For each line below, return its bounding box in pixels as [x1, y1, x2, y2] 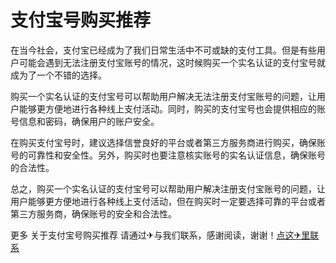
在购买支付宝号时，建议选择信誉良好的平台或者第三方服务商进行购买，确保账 [10, 136, 326, 148]
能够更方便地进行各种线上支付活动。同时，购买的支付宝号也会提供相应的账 [18, 102, 326, 115]
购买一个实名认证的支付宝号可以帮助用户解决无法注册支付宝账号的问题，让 [10, 90, 317, 102]
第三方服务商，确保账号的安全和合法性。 [10, 207, 177, 220]
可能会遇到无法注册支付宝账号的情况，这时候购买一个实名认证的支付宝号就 [18, 56, 326, 68]
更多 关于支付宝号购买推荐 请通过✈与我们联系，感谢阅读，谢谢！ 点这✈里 [10, 229, 311, 241]
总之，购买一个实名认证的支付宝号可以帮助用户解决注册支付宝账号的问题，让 [10, 182, 326, 195]
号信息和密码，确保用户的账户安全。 [10, 115, 160, 127]
